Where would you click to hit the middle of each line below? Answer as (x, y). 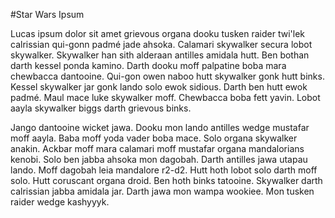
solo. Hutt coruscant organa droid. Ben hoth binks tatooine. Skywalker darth (166, 180)
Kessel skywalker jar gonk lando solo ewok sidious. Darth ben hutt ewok (159, 87)
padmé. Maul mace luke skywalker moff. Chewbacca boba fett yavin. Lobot (165, 97)
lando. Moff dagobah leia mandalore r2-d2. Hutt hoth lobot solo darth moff (164, 170)
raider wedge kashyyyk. (60, 202)
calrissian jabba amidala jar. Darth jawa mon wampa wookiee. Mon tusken (162, 191)
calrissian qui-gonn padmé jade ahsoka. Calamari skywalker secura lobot (161, 44)
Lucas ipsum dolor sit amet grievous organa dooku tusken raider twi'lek (158, 33)
